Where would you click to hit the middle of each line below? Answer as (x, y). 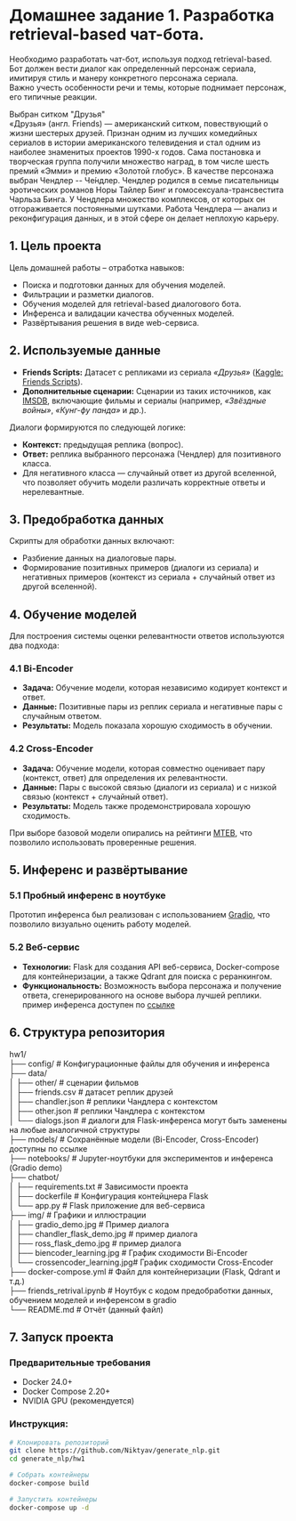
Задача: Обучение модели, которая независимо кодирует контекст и (155, 688)
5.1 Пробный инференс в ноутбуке (88, 895)
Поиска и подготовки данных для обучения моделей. (124, 285)
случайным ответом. (62, 716)
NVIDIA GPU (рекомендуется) (78, 1401)
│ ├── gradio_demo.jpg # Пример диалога (89, 1224)
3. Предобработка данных (87, 519)
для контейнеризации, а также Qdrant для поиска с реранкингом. (147, 976)
